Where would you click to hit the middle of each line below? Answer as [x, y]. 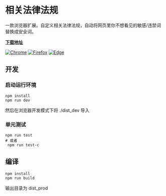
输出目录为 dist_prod [27, 188]
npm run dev [18, 100]
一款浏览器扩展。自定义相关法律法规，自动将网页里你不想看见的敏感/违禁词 [83, 25]
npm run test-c [23, 145]
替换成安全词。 [21, 31]
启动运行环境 [21, 85]
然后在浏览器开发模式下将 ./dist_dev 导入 [47, 110]
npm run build [20, 178]
